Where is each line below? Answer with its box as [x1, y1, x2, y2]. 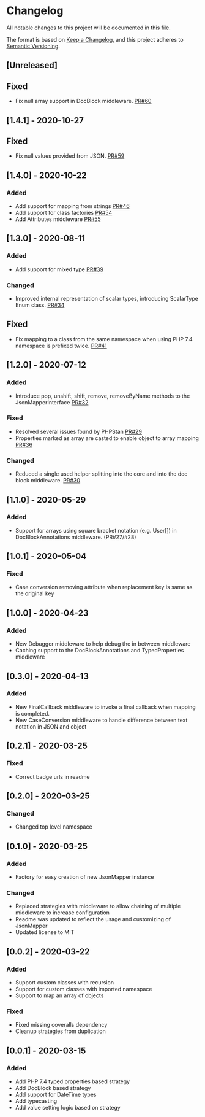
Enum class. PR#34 [15, 301, 65, 309]
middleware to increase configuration [15, 909, 110, 916]
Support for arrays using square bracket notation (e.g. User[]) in [15, 527, 177, 534]
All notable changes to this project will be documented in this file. [6, 24, 171, 31]
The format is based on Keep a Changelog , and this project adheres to [6, 36, 184, 43]
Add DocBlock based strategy [15, 1084, 91, 1091]
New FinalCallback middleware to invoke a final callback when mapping [15, 703, 196, 711]
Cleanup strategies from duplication [15, 1027, 106, 1035]
